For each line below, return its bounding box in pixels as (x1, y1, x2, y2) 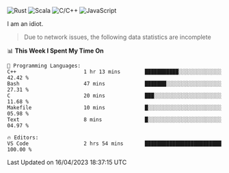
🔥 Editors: (7, 134, 39, 141)
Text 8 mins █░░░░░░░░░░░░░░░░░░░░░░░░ (7, 116, 222, 123)
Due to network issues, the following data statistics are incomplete (23, 33, 212, 41)
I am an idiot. (7, 20, 44, 27)
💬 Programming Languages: (7, 62, 81, 69)
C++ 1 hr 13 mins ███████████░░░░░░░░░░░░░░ (7, 68, 222, 75)
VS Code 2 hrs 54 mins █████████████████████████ (7, 140, 222, 147)
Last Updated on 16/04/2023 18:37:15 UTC (7, 158, 127, 166)
